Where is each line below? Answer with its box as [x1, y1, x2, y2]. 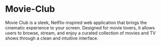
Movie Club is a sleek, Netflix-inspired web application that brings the [5, 20, 147, 25]
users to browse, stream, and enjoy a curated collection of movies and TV [5, 30, 156, 36]
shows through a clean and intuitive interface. [5, 35, 99, 41]
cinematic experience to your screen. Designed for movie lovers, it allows [5, 24, 155, 30]
